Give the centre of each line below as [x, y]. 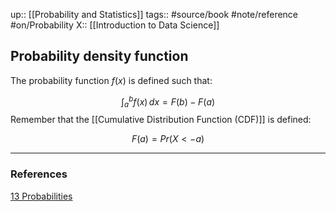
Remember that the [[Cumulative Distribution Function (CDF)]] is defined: [161, 120]
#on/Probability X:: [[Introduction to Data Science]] [115, 25]
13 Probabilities [41, 196]
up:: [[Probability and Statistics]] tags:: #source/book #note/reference [154, 14]
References [39, 174]
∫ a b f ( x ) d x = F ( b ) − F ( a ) [168, 102]
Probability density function [99, 56]
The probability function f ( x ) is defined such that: [111, 80]
